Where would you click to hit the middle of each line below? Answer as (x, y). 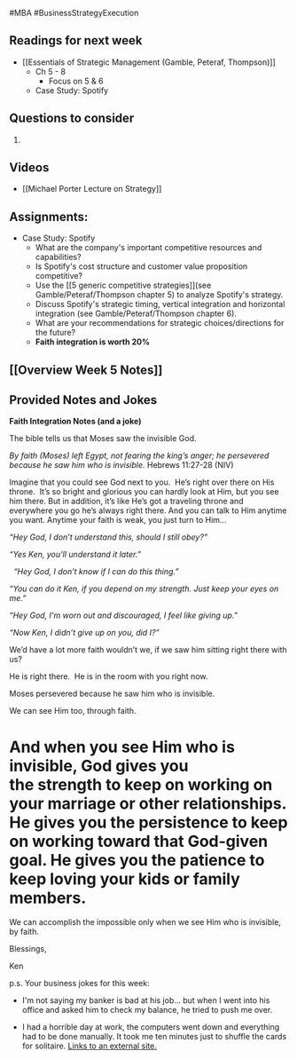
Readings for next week (76, 40)
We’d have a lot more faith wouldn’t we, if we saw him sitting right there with (148, 650)
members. (48, 898)
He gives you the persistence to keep (148, 822)
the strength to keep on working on (141, 784)
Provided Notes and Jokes (83, 400)
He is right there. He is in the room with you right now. (109, 676)
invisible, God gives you (99, 766)
